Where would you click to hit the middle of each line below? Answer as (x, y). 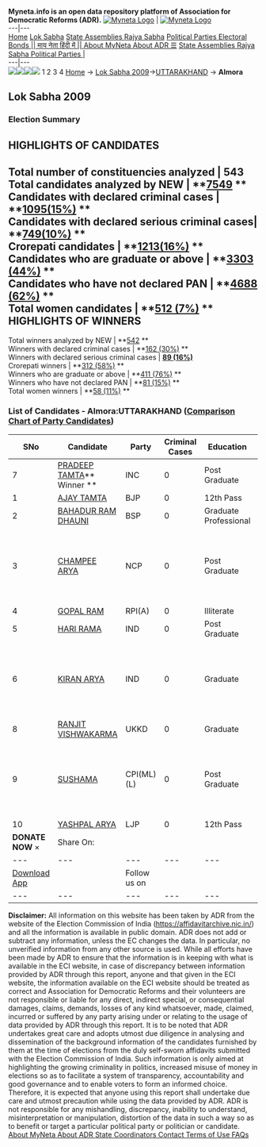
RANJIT (72, 724)
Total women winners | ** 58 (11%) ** (69, 391)
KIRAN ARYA (81, 679)
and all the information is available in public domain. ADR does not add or (127, 932)
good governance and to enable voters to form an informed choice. (118, 1083)
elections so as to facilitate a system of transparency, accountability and (126, 1076)
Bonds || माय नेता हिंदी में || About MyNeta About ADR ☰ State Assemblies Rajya (132, 45)
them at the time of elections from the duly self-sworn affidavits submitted (129, 1050)
